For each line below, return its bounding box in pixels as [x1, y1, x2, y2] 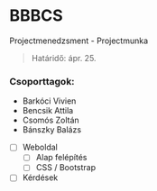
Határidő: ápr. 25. [31, 52, 97, 63]
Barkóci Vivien [22, 95, 77, 106]
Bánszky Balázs [22, 124, 82, 135]
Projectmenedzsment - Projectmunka [9, 35, 149, 46]
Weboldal [22, 141, 59, 153]
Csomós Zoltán [22, 114, 79, 126]
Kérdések [22, 172, 59, 183]
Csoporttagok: [9, 75, 75, 87]
